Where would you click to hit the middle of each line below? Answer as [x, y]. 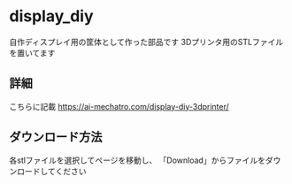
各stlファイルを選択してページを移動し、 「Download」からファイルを [137, 160]
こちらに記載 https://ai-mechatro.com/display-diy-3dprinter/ [119, 106]
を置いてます [32, 53]
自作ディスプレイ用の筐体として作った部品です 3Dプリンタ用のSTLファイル [146, 42]
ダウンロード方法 [56, 138]
